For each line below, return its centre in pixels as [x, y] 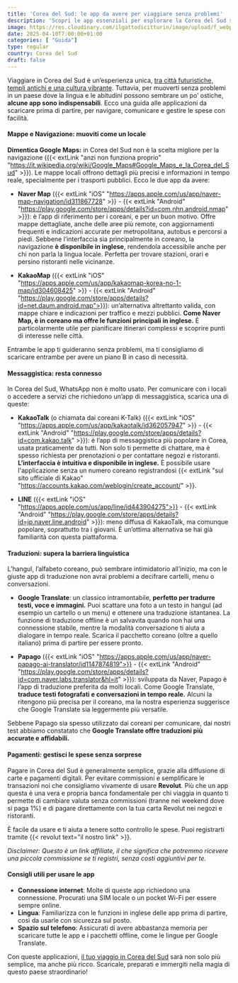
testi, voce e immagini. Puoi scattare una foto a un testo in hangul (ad [120, 605]
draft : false [27, 60]
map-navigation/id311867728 [60, 201]
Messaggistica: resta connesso [55, 373]
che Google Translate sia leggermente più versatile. [93, 709]
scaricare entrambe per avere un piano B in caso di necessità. [98, 357]
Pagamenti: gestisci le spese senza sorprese [75, 754]
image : [17, 27]
